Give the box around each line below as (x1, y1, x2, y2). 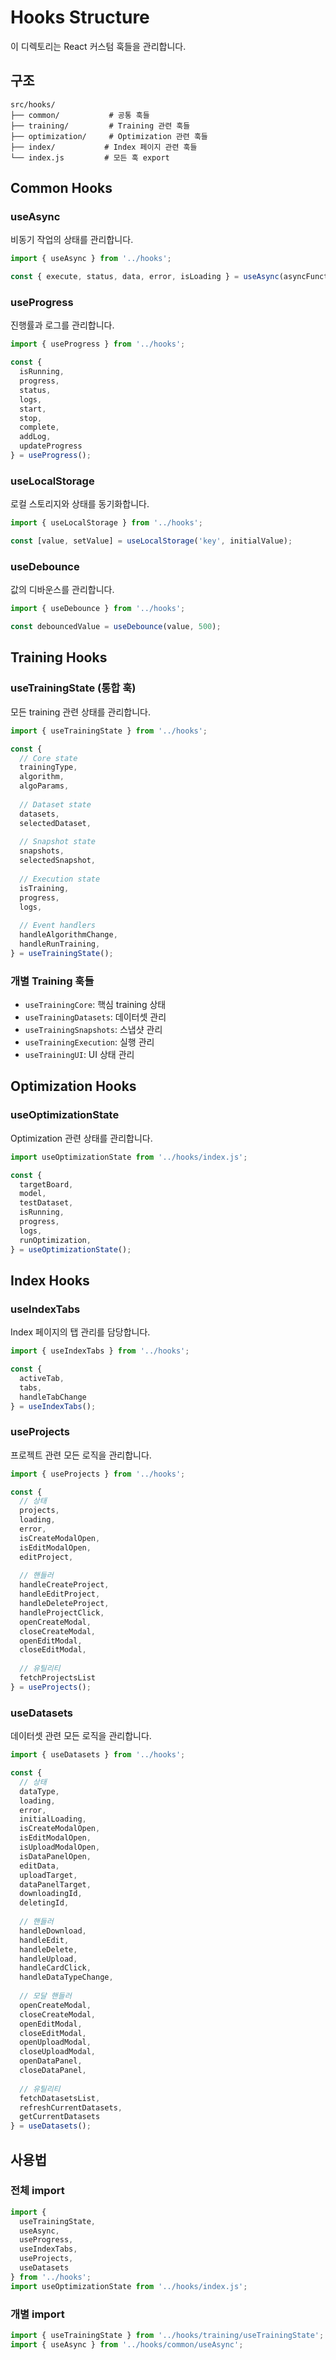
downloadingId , (19, 1889, 83, 1899)
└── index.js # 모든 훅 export (10, 152, 170, 163)
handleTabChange (19, 1392, 87, 1402)
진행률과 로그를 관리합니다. (10, 319, 115, 331)
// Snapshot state (19, 837, 97, 847)
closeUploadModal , (19, 2047, 97, 2057)
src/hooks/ (10, 99, 56, 110)
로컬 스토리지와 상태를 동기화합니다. (10, 498, 150, 510)
